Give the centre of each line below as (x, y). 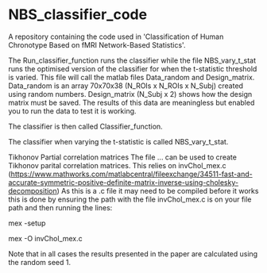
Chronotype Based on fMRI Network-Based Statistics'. (97, 44)
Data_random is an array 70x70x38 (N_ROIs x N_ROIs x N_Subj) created (126, 86)
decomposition (33, 190)
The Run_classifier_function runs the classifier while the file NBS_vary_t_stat (132, 60)
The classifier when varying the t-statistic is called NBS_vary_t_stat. (118, 141)
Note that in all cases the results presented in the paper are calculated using (133, 254)
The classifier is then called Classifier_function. (85, 126)
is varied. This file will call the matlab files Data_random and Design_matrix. (132, 77)
